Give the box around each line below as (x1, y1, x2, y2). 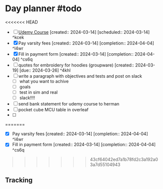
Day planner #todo (5, 3, 82, 14)
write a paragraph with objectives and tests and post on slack (18, 73, 143, 79)
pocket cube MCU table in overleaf (18, 107, 89, 113)
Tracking (5, 176, 33, 184)
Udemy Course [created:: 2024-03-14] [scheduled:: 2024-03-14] (18, 29, 150, 35)
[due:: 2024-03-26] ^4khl (19, 67, 71, 73)
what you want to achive (19, 78, 69, 84)
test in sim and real (19, 89, 58, 95)
